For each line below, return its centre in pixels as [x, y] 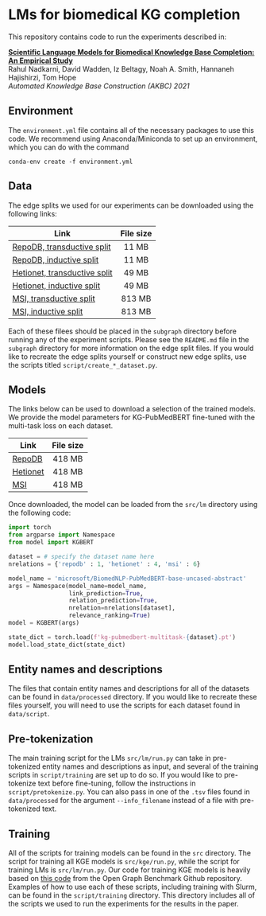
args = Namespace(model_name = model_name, [78, 586]
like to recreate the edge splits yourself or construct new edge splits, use [128, 357]
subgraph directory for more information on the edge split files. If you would [131, 348]
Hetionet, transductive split [62, 272]
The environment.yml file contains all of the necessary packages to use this [131, 130]
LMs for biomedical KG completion [124, 15]
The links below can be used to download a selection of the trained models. [132, 409]
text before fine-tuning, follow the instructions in [117, 783]
